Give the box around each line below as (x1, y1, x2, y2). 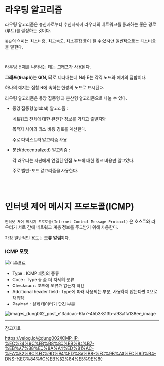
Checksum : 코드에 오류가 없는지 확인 (12, 283, 84, 288)
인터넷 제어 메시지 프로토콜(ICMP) (5, 201, 134, 212)
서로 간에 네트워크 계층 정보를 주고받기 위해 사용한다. (18, 224, 119, 230)
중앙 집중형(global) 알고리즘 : (12, 105, 68, 111)
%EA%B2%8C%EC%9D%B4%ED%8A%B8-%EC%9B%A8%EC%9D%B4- (5, 351, 156, 357)
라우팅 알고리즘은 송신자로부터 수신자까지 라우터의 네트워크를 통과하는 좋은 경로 (5, 21, 157, 27)
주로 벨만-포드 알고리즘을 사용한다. (12, 167, 79, 173)
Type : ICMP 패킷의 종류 (12, 270, 60, 276)
